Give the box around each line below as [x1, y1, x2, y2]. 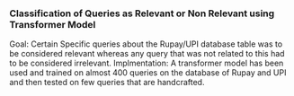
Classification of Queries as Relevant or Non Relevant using [9, 7, 275, 20]
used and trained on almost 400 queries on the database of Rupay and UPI [9, 67, 287, 78]
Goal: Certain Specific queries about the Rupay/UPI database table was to [9, 39, 283, 49]
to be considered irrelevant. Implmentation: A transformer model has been [9, 57, 284, 69]
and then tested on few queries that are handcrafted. [9, 77, 205, 88]
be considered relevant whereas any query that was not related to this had [9, 48, 285, 59]
